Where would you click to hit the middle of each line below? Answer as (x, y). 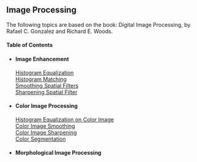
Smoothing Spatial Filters (47, 85)
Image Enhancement (42, 59)
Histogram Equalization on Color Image (65, 119)
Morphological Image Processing (58, 153)
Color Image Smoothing (45, 126)
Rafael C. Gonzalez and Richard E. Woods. (60, 31)
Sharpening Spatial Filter (46, 92)
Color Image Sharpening (46, 132)
